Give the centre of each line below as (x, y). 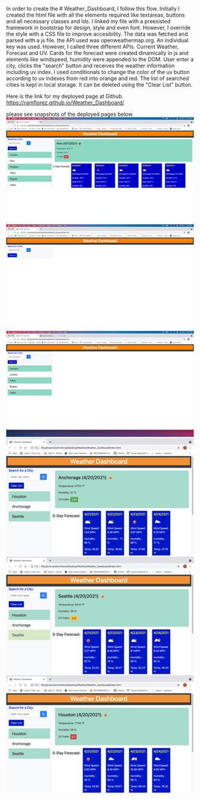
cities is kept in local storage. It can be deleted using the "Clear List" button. (99, 85)
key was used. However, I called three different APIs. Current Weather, (93, 47)
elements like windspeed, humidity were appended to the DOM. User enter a (100, 59)
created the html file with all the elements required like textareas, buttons (96, 15)
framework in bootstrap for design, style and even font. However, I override (99, 27)
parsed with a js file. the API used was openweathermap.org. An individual (97, 40)
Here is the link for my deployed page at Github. (65, 96)
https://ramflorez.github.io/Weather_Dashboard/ (65, 103)
